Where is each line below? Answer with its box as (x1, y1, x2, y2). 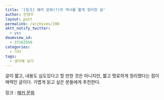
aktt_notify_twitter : (5, 26, 51, 31)
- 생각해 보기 (10, 58, 34, 63)
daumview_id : (5, 35, 33, 40)
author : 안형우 (5, 12, 34, 17)
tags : (5, 53, 17, 59)
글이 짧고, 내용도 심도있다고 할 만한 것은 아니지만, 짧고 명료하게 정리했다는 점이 (5, 73, 159, 79)
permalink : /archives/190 (5, 21, 59, 26)
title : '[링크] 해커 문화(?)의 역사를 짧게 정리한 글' (5, 7, 106, 12)
